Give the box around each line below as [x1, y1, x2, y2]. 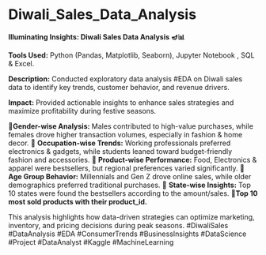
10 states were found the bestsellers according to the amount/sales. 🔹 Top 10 [8, 188, 258, 198]
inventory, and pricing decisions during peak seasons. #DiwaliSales [8, 220, 229, 230]
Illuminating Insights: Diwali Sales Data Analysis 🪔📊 [8, 32, 185, 41]
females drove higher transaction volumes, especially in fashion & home [8, 129, 243, 139]
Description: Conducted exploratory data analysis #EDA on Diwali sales [8, 73, 243, 84]
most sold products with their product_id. [8, 197, 148, 206]
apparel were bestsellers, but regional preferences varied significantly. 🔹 [8, 163, 245, 173]
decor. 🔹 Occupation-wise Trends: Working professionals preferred [8, 138, 231, 148]
